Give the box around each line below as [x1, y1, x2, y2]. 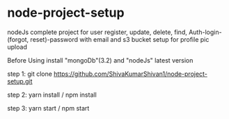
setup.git [7, 77, 33, 85]
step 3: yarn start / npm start [7, 104, 90, 112]
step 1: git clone [7, 70, 52, 78]
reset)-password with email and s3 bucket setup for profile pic [30, 35, 210, 43]
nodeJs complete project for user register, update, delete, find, [7, 28, 188, 36]
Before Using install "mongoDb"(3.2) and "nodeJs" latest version [7, 56, 194, 64]
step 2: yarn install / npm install [7, 90, 97, 99]
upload [7, 42, 28, 51]
